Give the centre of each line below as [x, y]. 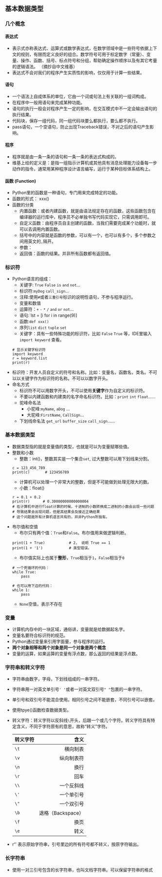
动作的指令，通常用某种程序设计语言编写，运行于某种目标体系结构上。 [82, 169]
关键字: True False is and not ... [50, 285]
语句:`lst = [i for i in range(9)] [48, 315]
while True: [24, 572]
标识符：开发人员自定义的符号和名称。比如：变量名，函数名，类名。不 [82, 372]
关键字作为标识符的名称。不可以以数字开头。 [65, 379]
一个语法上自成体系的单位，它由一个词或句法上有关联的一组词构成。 [80, 96]
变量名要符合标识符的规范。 [40, 635]
